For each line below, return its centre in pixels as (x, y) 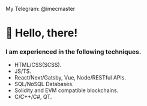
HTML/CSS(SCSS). (38, 65)
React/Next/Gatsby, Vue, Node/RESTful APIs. (70, 78)
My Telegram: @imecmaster (40, 9)
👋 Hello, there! (42, 33)
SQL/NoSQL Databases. (44, 84)
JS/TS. (22, 71)
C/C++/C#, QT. (33, 97)
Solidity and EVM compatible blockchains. (66, 90)
